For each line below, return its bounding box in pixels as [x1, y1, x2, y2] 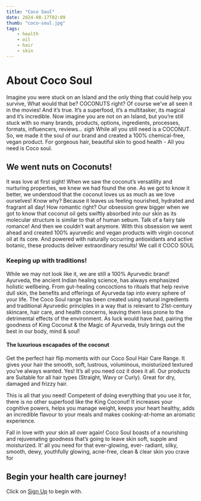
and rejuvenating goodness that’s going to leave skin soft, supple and [6, 436, 178, 442]
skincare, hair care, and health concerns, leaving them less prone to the [6, 308, 184, 316]
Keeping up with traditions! [6, 256, 87, 265]
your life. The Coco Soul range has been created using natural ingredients [6, 295, 189, 303]
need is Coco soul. [6, 145, 53, 152]
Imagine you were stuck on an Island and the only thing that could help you [6, 94, 192, 101]
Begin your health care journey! [6, 472, 127, 482]
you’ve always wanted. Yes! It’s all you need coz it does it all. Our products [6, 367, 191, 374]
